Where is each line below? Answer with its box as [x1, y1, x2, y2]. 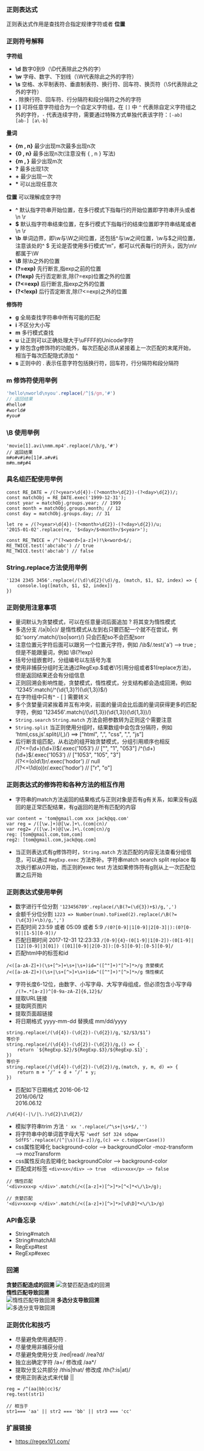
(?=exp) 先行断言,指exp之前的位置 [15, 265, 102, 272]
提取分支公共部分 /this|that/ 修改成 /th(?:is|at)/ [15, 1366, 131, 1373]
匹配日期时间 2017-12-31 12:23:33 [15, 936, 100, 944]
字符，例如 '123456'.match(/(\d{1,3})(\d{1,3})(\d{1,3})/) [15, 708, 152, 716]
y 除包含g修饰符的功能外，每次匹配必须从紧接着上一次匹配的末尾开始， [15, 344, 194, 351]
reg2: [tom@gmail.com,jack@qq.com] [6, 836, 97, 843]
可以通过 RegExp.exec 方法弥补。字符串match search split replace [26, 855, 190, 863]
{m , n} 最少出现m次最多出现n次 [15, 142, 96, 149]
